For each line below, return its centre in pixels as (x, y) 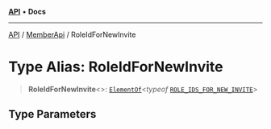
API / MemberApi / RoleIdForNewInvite (72, 34)
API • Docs (27, 12)
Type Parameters (52, 114)
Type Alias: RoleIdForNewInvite (116, 67)
